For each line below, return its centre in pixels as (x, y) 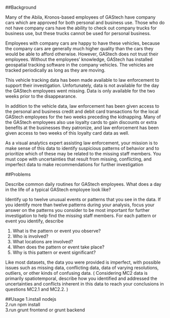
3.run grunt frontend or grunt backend (45, 310)
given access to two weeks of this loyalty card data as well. (67, 133)
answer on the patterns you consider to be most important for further (78, 210)
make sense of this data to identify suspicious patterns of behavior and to (82, 148)
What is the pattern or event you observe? (57, 231)
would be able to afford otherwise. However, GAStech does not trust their (82, 54)
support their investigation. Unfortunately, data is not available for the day (82, 85)
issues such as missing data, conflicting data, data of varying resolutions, (82, 268)
